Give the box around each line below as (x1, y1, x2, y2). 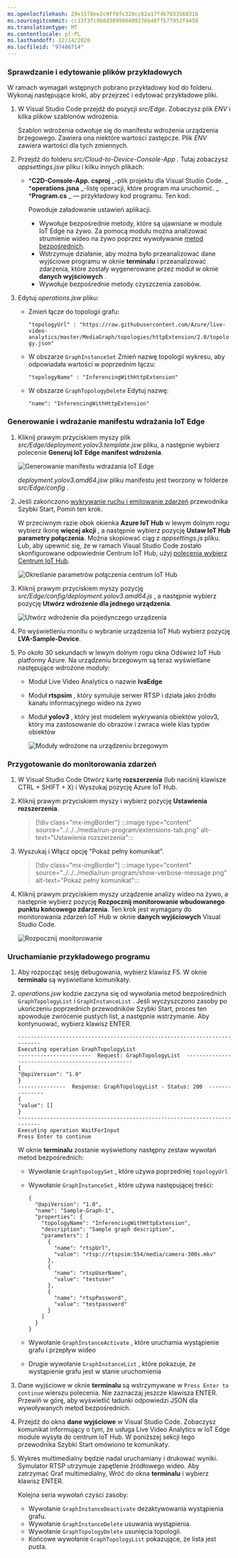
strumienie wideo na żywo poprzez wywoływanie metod (38, 235, 204, 243)
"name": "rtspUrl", (53, 1245, 112, 1252)
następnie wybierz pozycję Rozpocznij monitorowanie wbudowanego (17, 897, 225, 906)
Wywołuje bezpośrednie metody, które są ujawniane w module (38, 219, 222, 228)
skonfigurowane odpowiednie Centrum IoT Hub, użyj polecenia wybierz (17, 548, 227, 557)
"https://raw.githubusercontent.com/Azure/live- (79, 322, 226, 329)
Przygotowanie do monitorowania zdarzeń (7, 759, 157, 769)
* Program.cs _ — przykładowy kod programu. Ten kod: (28, 192, 190, 200)
